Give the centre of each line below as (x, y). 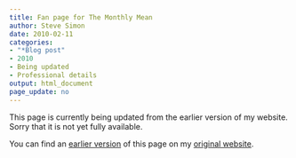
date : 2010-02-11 (41, 34)
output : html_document (51, 83)
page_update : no (39, 91)
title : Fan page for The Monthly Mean (81, 17)
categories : (31, 42)
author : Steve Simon (48, 26)
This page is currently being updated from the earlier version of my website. (149, 117)
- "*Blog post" (37, 51)
